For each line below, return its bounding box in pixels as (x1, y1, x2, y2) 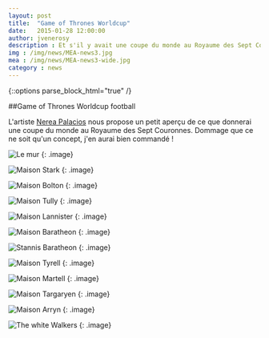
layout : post (8, 11, 52, 20)
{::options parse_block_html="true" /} (8, 86, 132, 95)
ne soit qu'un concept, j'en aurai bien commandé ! (8, 134, 174, 143)
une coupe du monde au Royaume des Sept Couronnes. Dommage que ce (8, 125, 254, 135)
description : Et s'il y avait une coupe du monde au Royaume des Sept (8, 42, 252, 50)
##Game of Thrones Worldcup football (8, 101, 136, 111)
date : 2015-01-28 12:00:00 (8, 26, 106, 34)
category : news (8, 64, 62, 72)
